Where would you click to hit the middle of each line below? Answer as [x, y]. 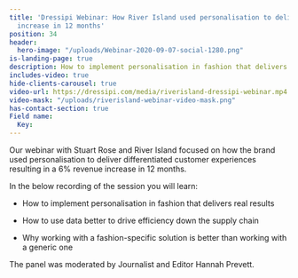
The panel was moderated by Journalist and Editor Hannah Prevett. [132, 264]
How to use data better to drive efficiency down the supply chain [141, 220]
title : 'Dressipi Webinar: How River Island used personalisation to [141, 17]
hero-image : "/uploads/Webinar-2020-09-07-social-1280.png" [130, 51]
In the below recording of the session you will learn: [103, 186]
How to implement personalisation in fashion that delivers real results [148, 203]
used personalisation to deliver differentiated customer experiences [133, 159]
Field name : [31, 116]
